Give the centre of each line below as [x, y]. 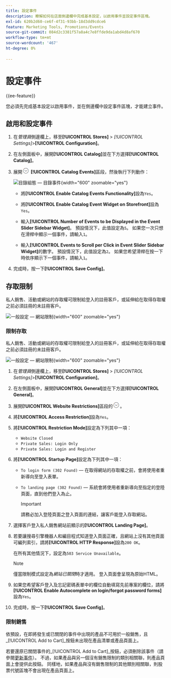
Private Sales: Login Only [49, 444]
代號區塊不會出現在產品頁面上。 [43, 670]
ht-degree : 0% [21, 48]
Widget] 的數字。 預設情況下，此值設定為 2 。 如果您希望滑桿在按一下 [92, 252]
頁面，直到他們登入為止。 [47, 494]
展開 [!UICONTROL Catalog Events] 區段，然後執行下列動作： [81, 172]
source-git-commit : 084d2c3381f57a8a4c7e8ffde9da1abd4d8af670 [73, 32]
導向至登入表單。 [43, 477]
